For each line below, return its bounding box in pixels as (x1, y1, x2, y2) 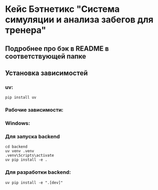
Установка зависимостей (5, 68, 88, 77)
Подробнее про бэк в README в (5, 44, 109, 53)
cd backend (5, 144, 28, 149)
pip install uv (5, 95, 37, 100)
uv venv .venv (5, 149, 35, 154)
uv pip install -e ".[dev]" (5, 180, 63, 185)
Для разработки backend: (5, 169, 71, 176)
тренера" (5, 25, 46, 36)
